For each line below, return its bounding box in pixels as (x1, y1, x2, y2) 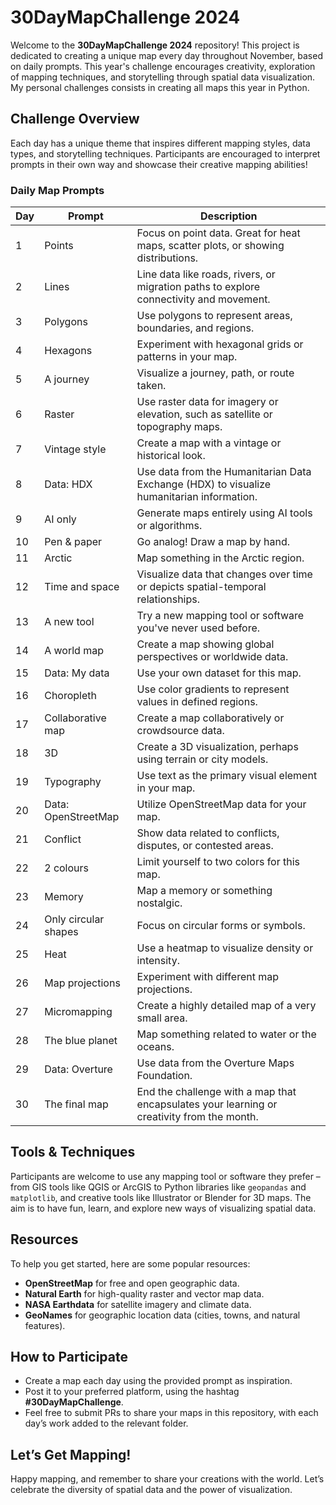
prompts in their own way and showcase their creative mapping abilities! (10, 158, 308, 170)
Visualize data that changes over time (136, 567, 313, 581)
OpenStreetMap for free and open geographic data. (24, 1277, 240, 1289)
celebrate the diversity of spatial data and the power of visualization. (10, 1484, 293, 1496)
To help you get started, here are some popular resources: (10, 1257, 251, 1270)
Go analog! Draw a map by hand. (136, 535, 291, 549)
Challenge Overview (10, 111, 140, 128)
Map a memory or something (136, 884, 273, 898)
